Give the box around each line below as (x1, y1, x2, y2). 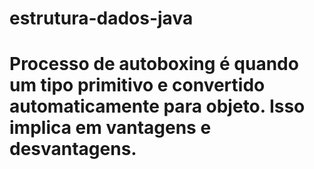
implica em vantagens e (9, 117, 212, 139)
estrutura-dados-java (9, 7, 194, 30)
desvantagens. (9, 138, 137, 161)
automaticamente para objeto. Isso (9, 95, 306, 118)
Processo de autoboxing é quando (9, 53, 299, 76)
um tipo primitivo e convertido (9, 74, 266, 97)
